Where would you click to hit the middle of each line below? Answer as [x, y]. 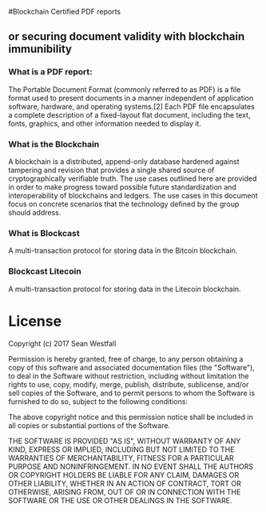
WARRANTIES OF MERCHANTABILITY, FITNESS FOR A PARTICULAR [121, 458]
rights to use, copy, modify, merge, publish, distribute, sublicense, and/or [129, 384]
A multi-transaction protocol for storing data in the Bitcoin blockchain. [123, 250]
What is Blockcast [44, 233]
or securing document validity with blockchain [127, 36]
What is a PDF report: [51, 72]
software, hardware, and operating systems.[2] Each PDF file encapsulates [132, 106]
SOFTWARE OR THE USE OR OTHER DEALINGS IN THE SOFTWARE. [120, 500]
